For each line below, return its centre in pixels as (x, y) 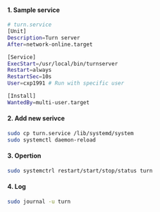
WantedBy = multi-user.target (49, 102)
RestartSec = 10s (30, 77)
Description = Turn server (44, 38)
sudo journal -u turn (39, 202)
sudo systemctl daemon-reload (52, 140)
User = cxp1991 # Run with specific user (66, 83)
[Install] (22, 96)
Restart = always (30, 70)
